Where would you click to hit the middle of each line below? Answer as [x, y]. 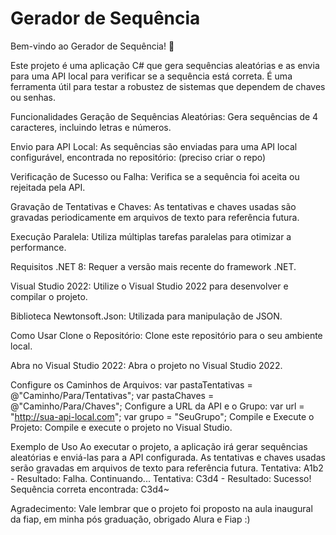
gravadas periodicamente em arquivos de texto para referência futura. [155, 217]
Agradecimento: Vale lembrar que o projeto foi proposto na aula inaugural [161, 508]
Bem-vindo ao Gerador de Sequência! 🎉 [92, 46]
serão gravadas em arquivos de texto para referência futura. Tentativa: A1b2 [167, 468]
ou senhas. [33, 97]
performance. [38, 247]
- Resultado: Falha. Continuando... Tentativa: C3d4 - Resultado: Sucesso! [161, 478]
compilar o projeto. [49, 296]
